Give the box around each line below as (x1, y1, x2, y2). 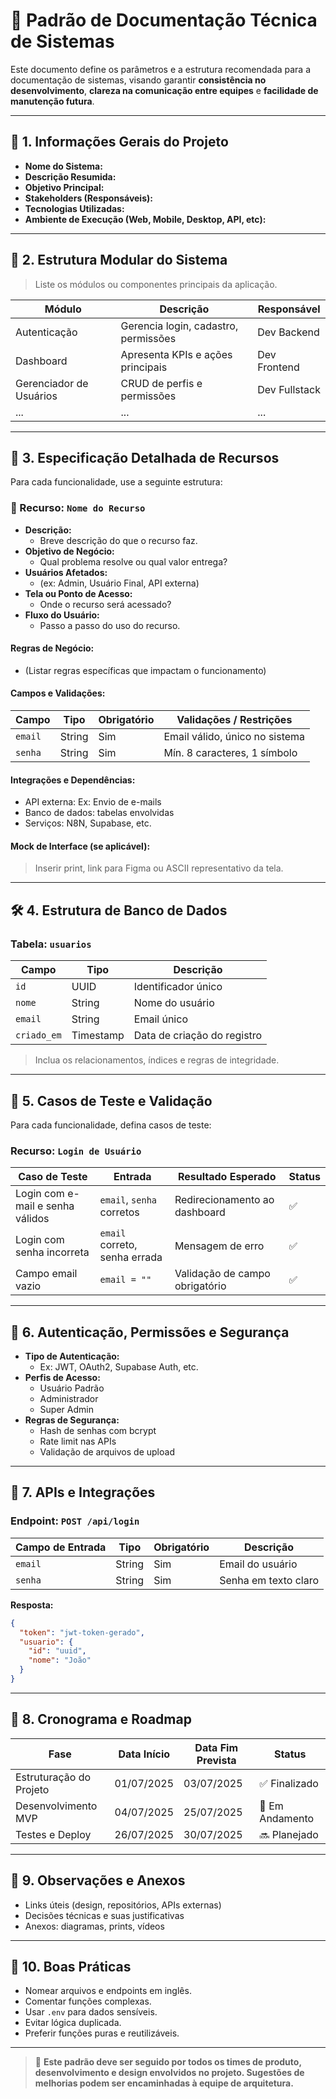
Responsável (257, 302, 321, 316)
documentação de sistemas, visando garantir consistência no (10, 74, 267, 86)
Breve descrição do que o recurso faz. (39, 534, 198, 546)
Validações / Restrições (176, 713, 293, 727)
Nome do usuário (133, 996, 215, 1010)
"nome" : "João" (28, 1655, 92, 1666)
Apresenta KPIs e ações (120, 347, 233, 361)
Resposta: (10, 1599, 54, 1611)
